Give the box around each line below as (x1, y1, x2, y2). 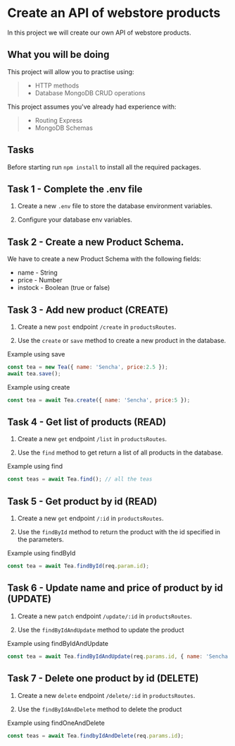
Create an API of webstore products (7, 5, 221, 21)
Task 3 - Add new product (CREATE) (7, 303, 169, 315)
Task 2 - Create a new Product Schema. (7, 236, 184, 248)
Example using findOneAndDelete (7, 718, 106, 727)
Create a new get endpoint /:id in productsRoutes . (17, 514, 164, 523)
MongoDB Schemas (34, 124, 94, 132)
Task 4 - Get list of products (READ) (7, 416, 167, 428)
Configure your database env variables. (17, 215, 132, 224)
